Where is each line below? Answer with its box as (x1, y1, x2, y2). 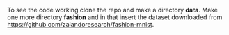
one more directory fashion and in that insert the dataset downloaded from (7, 13, 223, 21)
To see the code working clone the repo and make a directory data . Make (7, 6, 218, 14)
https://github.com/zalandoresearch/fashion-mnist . (7, 21, 155, 28)
